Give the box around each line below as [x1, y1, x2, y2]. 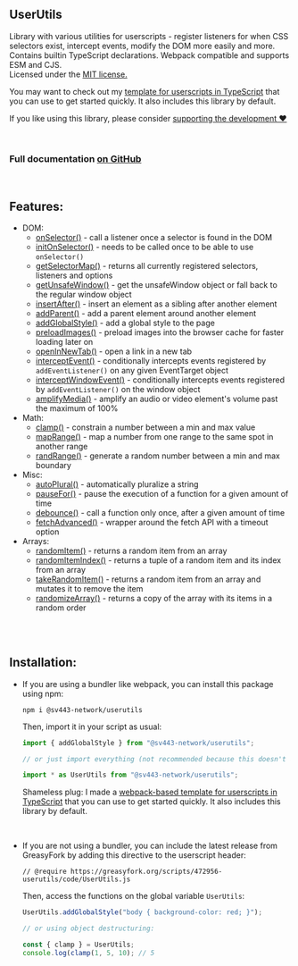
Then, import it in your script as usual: [21, 721, 162, 732]
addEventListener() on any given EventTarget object [35, 365, 229, 375]
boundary [35, 459, 71, 470]
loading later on [35, 336, 94, 347]
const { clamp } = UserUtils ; [21, 940, 136, 950]
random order [35, 602, 87, 613]
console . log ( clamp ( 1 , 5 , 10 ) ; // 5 [21, 948, 155, 957]
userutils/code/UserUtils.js [21, 875, 131, 884]
